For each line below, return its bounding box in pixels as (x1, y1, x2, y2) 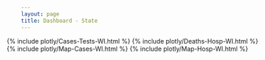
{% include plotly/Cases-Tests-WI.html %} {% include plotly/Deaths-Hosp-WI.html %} (6, 36, 259, 45)
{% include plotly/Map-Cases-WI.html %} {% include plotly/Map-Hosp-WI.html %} (6, 44, 249, 53)
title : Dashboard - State (21, 17, 98, 24)
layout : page (21, 10, 60, 18)
